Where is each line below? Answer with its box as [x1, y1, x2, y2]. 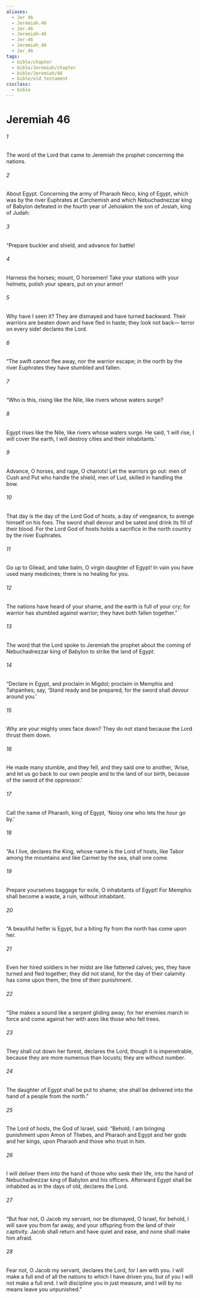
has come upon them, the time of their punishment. [6, 976, 133, 984]
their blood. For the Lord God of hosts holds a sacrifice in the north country [6, 526, 191, 533]
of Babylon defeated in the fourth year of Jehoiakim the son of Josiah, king [6, 203, 191, 210]
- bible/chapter [11, 59, 52, 65]
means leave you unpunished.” [6, 1285, 83, 1293]
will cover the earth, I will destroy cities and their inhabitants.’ [6, 435, 157, 442]
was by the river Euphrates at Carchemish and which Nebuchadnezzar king [6, 196, 193, 204]
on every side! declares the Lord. [6, 325, 88, 333]
